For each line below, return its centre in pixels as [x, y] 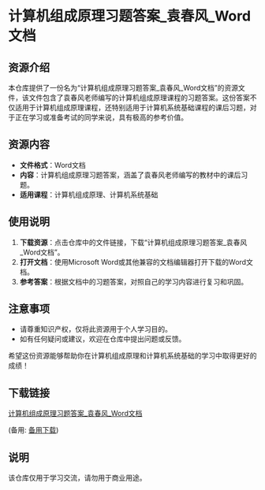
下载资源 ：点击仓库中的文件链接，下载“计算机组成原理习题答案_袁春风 [133, 242]
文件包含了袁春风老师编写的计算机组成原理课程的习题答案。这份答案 [139, 98]
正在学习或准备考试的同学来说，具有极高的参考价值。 [101, 117]
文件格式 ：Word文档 [52, 165]
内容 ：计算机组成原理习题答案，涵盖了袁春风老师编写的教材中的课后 [130, 175]
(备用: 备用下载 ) [34, 430]
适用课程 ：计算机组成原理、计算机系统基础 [89, 195]
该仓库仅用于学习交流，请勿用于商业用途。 [77, 478]
